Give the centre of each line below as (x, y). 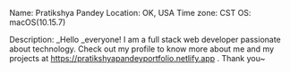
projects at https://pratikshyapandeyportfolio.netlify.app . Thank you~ (137, 58)
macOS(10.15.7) (38, 22)
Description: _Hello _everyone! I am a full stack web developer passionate (145, 40)
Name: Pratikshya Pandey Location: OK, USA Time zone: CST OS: (130, 13)
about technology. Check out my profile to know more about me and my (142, 49)
